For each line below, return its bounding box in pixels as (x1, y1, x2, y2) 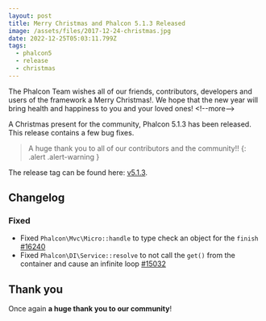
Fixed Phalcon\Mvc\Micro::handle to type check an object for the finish (19, 233, 259, 243)
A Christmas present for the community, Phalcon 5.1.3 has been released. (8, 119, 251, 129)
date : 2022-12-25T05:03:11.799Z (8, 34, 117, 43)
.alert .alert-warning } (27, 152, 100, 161)
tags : (8, 42, 27, 50)
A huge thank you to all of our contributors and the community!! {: (27, 143, 247, 153)
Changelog (8, 191, 65, 205)
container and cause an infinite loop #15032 (19, 259, 167, 269)
